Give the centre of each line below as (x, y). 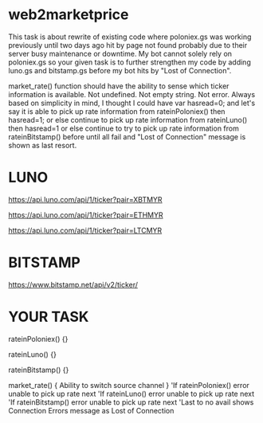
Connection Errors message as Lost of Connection (91, 410)
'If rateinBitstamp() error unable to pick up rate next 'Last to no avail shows (131, 402)
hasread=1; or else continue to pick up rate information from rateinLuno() (128, 119)
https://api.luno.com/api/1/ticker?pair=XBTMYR (85, 199)
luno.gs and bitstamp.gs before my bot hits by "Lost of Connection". (120, 70)
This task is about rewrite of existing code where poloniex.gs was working (130, 37)
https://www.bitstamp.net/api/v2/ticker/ (73, 284)
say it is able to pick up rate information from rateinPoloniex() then (117, 111)
